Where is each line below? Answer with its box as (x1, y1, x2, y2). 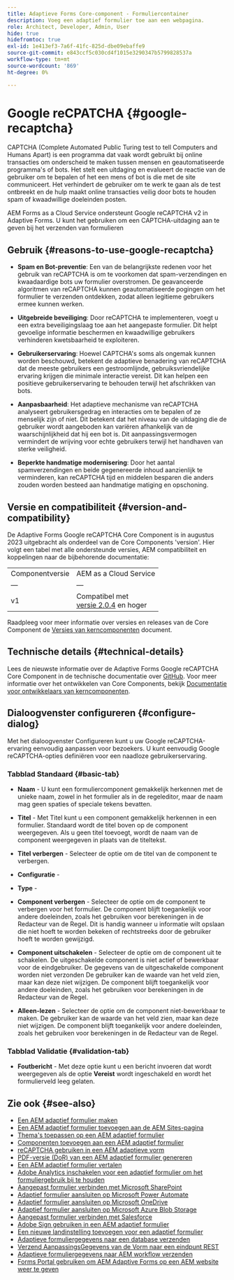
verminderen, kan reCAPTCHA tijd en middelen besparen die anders (17, 474, 214, 482)
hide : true (7, 29, 39, 37)
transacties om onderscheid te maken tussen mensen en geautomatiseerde (7, 158, 225, 167)
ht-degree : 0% (7, 69, 49, 76)
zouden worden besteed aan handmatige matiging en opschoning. (17, 481, 209, 489)
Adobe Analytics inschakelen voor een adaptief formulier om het (17, 1168, 203, 1177)
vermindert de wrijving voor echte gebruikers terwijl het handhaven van (17, 437, 224, 446)
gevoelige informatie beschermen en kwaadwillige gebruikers (17, 329, 196, 337)
